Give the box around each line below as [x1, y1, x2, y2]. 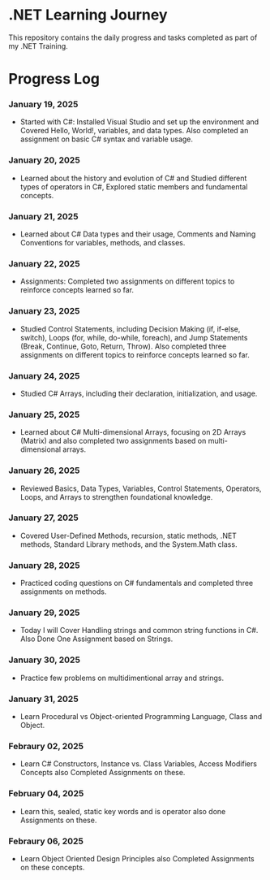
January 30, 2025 [8, 654, 81, 665]
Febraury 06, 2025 [8, 835, 84, 847]
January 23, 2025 [8, 306, 80, 317]
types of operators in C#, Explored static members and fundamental [19, 181, 248, 192]
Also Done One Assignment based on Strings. [19, 634, 174, 644]
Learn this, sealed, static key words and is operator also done [19, 806, 226, 816]
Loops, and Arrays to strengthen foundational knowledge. [19, 492, 213, 501]
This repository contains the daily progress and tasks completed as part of [8, 33, 258, 42]
